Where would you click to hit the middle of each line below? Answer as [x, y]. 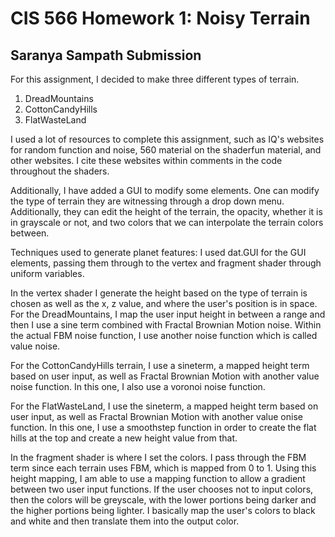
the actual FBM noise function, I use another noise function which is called [164, 335]
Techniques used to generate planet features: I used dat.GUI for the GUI [158, 252]
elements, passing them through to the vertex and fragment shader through [166, 263]
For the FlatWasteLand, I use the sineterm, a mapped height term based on [164, 406]
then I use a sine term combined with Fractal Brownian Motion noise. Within [166, 325]
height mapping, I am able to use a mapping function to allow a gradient [158, 478]
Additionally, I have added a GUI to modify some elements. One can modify [165, 190]
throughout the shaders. [60, 171]
